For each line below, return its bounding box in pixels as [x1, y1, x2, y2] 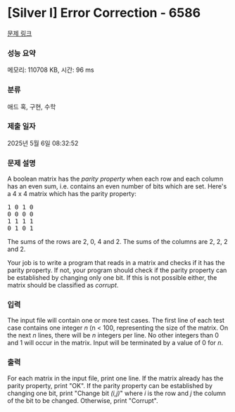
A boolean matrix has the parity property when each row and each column [7, 174, 224, 184]
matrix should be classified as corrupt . [7, 281, 119, 290]
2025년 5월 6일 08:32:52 [7, 139, 79, 147]
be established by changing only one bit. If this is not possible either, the [7, 273, 217, 282]
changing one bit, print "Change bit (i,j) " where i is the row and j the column [7, 389, 227, 397]
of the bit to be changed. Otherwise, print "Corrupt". [7, 396, 158, 405]
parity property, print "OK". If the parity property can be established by [7, 381, 213, 390]
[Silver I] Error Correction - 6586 [7, 5, 201, 21]
